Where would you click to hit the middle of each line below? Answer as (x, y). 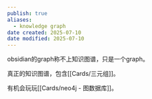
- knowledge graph (40, 26)
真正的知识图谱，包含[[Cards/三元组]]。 (63, 74)
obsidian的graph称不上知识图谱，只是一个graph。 (78, 59)
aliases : (20, 20)
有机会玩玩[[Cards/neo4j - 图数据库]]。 (63, 88)
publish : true (28, 13)
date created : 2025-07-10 (44, 32)
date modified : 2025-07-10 (46, 39)
